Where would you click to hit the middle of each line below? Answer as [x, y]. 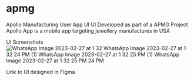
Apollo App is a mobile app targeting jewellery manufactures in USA [88, 30]
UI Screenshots [25, 42]
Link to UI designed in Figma [41, 72]
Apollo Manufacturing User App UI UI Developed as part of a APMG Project [97, 24]
